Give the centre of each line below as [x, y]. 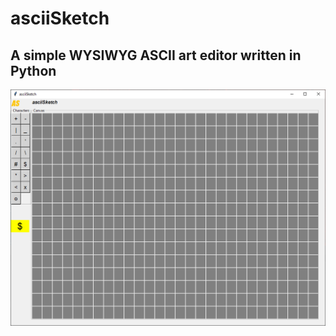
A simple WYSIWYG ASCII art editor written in [156, 55]
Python [33, 70]
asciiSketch [60, 18]
